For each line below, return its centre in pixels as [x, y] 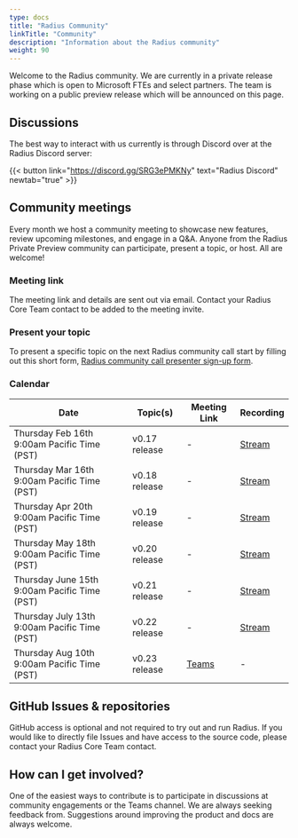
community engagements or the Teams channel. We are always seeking [141, 805]
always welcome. [41, 824]
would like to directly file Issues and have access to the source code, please [148, 737]
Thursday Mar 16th [54, 470]
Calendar [30, 384]
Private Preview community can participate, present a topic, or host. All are [146, 248]
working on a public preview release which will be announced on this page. [146, 95]
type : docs [29, 17]
